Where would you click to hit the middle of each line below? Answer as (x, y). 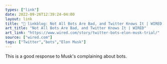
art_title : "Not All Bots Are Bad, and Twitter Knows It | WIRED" (76, 28)
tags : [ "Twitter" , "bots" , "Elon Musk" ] (45, 42)
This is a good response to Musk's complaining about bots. (66, 56)
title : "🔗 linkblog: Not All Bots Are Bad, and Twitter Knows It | (77, 24)
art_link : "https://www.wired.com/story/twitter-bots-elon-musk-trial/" (82, 33)
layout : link (19, 19)
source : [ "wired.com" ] (29, 38)
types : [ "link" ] (22, 10)
